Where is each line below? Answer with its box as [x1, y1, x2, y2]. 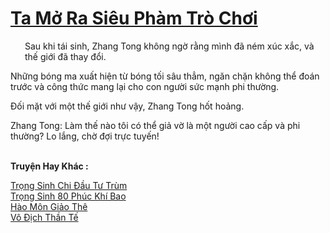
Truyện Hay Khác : [10, 160, 89, 172]
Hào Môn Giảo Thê [10, 200, 88, 212]
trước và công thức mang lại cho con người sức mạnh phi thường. [10, 80, 280, 92]
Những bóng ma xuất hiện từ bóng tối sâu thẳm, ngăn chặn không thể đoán [10, 70, 320, 82]
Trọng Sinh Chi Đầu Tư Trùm [10, 179, 128, 191]
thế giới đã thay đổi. [24, 50, 107, 62]
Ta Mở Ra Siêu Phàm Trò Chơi [10, 7, 258, 30]
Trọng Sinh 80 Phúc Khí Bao [10, 190, 127, 202]
